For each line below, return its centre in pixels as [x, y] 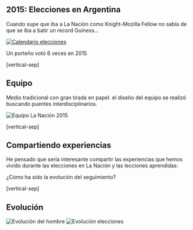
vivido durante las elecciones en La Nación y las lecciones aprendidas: [92, 166]
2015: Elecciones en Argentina [63, 10]
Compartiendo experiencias [59, 145]
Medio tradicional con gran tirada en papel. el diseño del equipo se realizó [96, 98]
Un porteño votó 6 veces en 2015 [47, 53]
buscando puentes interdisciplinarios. [52, 103]
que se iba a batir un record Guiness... [53, 30]
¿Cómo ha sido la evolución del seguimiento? [61, 177]
